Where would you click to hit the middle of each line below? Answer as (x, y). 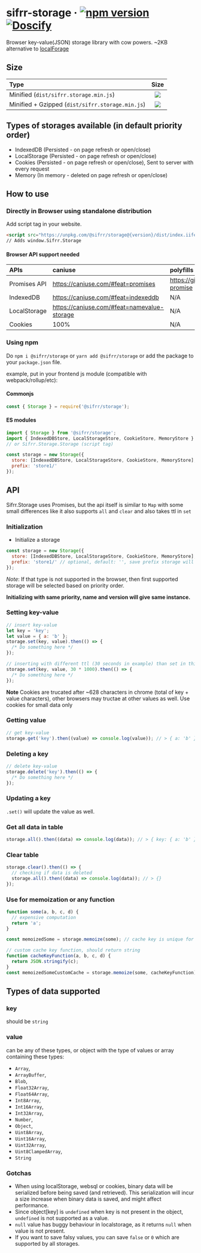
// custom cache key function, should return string (73, 950)
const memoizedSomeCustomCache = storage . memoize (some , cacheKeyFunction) (101, 972)
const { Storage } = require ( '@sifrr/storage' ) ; (68, 406)
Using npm (22, 342)
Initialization (25, 527)
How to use (28, 194)
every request (32, 169)
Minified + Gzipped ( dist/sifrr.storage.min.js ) (77, 104)
